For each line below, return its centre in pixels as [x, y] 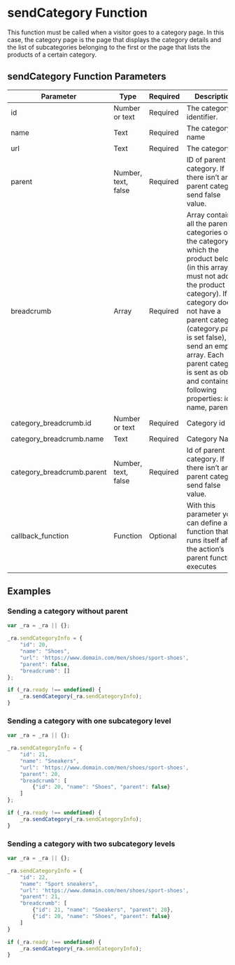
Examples [29, 592]
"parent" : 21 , [40, 897]
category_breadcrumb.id [51, 423]
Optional [163, 535]
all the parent [208, 223]
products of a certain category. [52, 55]
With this [201, 505]
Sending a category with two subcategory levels [91, 843]
